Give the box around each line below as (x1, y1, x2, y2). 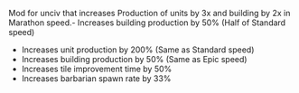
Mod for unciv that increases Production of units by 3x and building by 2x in (8, 8, 291, 18)
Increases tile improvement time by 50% (21, 63, 173, 74)
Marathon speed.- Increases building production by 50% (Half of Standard (8, 17, 286, 28)
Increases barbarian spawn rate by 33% (21, 73, 172, 84)
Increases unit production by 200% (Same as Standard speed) (21, 44, 255, 55)
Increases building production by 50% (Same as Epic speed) (21, 54, 248, 64)
